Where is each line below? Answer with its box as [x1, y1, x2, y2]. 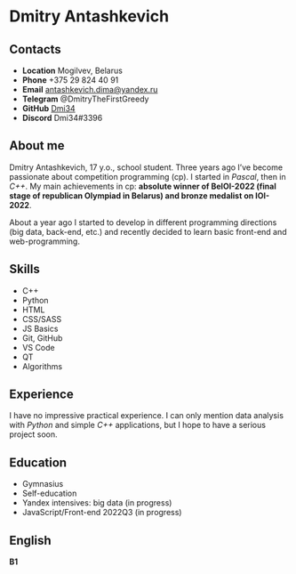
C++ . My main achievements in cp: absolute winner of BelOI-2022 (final [9, 181, 277, 191]
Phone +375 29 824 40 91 [21, 75, 119, 85]
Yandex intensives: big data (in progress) [21, 497, 172, 508]
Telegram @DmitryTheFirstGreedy [21, 93, 149, 104]
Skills [9, 262, 40, 277]
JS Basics [21, 323, 59, 334]
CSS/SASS [21, 313, 62, 324]
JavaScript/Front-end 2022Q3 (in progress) [21, 507, 182, 518]
